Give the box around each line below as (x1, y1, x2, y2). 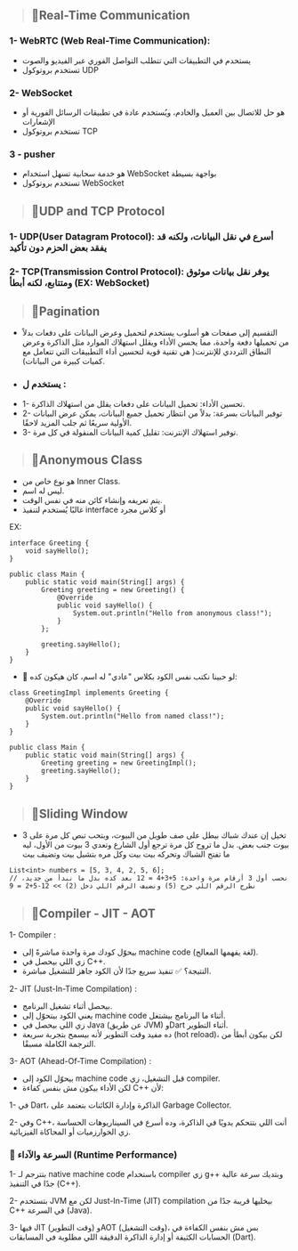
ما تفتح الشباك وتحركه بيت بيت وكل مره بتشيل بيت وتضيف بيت (21, 849, 230, 859)
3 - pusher (9, 148, 56, 160)
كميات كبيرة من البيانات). (21, 356, 105, 367)
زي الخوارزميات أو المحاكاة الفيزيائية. (9, 1126, 131, 1137)
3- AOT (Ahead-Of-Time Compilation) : (9, 1056, 152, 1067)
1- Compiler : (9, 930, 56, 940)
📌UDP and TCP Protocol (30, 203, 165, 218)
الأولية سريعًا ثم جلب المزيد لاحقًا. (21, 417, 132, 427)
